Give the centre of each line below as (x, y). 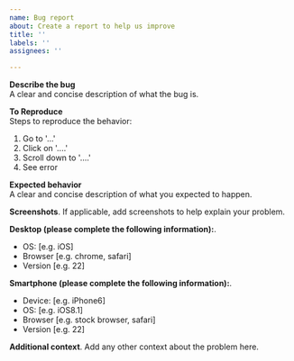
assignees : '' (36, 51)
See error (40, 167)
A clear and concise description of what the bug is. (104, 95)
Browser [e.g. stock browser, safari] (89, 320)
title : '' (28, 34)
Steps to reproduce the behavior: (71, 122)
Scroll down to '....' (57, 158)
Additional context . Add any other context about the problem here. (134, 347)
